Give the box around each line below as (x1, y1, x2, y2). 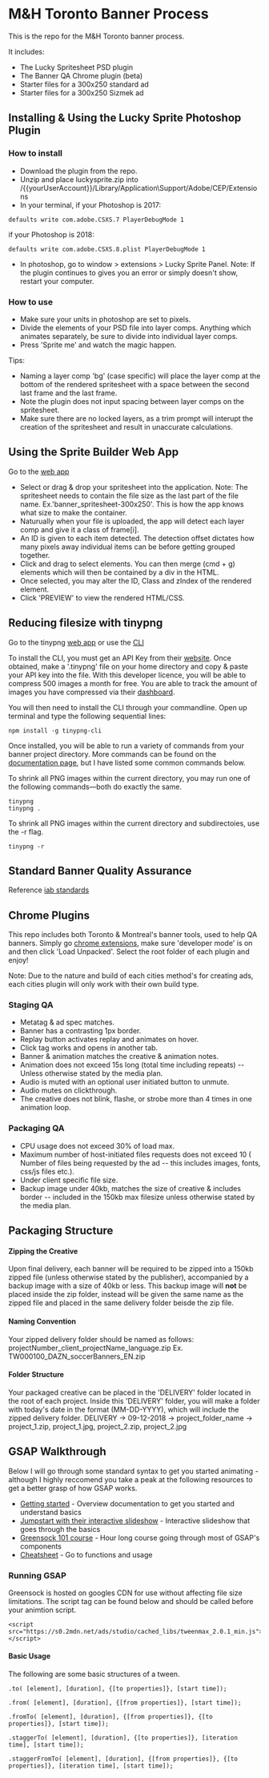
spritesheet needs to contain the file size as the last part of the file (19, 491, 239, 500)
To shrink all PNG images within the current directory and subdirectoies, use (8, 818, 260, 828)
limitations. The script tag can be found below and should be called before (8, 1596, 254, 1606)
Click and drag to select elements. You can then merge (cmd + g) (19, 559, 236, 568)
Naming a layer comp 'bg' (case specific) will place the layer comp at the (19, 370, 261, 381)
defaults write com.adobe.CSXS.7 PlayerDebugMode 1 (8, 216, 184, 224)
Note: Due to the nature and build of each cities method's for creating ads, (8, 971, 254, 980)
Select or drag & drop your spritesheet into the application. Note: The (19, 482, 248, 491)
